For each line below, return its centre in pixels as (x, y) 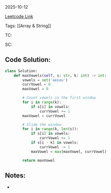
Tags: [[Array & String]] (28, 26)
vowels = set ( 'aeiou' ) (45, 80)
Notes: (15, 175)
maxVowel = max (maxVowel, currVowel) (69, 152)
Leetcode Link (19, 16)
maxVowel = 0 (35, 89)
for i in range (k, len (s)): (50, 129)
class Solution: (21, 71)
